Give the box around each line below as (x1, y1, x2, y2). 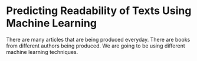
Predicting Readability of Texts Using (6, 4, 192, 18)
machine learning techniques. (6, 48, 78, 55)
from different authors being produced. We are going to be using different (6, 42, 186, 49)
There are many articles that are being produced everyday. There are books (6, 36, 191, 43)
